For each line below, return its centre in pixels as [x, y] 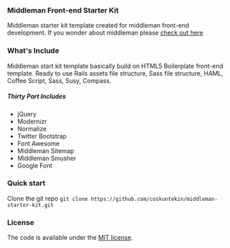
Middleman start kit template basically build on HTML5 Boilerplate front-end [115, 66]
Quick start [27, 184]
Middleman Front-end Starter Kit [63, 10]
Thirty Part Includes [37, 96]
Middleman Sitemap [46, 150]
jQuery [27, 114]
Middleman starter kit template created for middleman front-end [98, 26]
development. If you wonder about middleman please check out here [105, 33]
